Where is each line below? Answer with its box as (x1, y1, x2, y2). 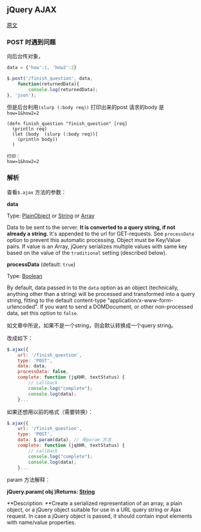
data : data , (17, 363, 47, 369)
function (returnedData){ (17, 81, 80, 87)
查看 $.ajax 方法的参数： (7, 188, 66, 195)
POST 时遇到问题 (7, 38, 56, 46)
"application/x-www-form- (107, 297, 173, 304)
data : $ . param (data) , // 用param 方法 (17, 437, 112, 443)
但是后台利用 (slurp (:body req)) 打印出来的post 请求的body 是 (7, 104, 165, 111)
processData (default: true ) (7, 261, 76, 268)
